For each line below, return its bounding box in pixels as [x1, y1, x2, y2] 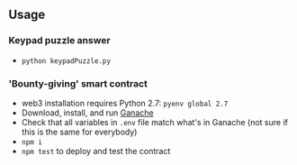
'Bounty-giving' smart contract [8, 77, 148, 89]
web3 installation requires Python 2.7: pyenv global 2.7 [21, 97, 229, 108]
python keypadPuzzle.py [21, 56, 112, 66]
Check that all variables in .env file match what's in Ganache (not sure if [21, 116, 289, 127]
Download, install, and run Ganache [21, 107, 154, 118]
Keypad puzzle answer [8, 34, 111, 47]
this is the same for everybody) [21, 126, 138, 137]
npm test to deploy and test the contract [21, 145, 171, 156]
